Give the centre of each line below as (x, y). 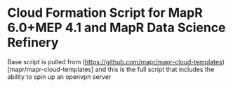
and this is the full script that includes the (155, 69)
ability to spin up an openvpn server (59, 76)
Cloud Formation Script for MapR (105, 13)
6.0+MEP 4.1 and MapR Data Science (116, 28)
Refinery (33, 43)
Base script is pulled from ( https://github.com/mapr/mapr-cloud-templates (115, 61)
